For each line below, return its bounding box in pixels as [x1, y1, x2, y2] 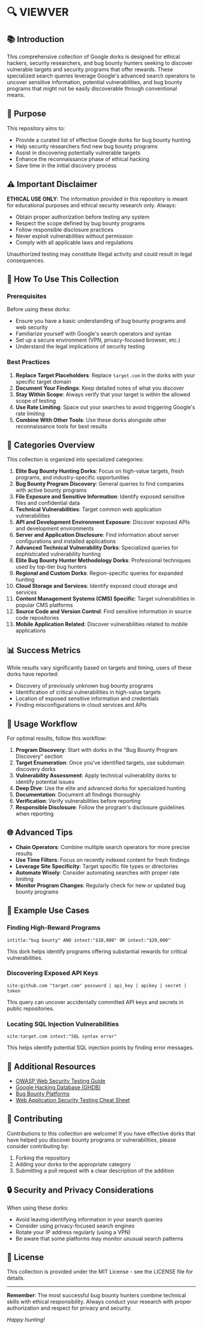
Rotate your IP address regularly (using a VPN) [15, 1228, 131, 1235]
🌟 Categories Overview [7, 440, 95, 450]
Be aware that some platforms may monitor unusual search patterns [15, 1235, 183, 1242]
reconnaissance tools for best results [15, 422, 107, 430]
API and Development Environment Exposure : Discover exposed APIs [15, 518, 191, 526]
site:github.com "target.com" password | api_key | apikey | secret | [7, 982, 187, 988]
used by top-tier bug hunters [15, 563, 87, 571]
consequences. [7, 256, 46, 264]
